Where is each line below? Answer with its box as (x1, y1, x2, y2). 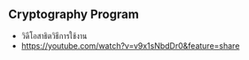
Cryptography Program (8, 7, 139, 22)
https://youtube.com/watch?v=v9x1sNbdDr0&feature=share (20, 40, 240, 51)
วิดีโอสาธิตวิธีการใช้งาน (20, 30, 88, 41)
